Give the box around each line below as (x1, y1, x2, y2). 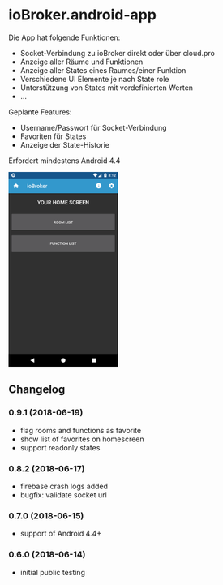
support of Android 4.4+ (19, 529, 102, 539)
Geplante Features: (8, 107, 72, 117)
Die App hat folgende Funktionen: (8, 32, 121, 42)
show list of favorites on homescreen (19, 434, 144, 444)
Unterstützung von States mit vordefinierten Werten (19, 83, 193, 92)
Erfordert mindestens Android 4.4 (8, 156, 121, 166)
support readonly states (19, 442, 101, 452)
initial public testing (19, 567, 85, 577)
